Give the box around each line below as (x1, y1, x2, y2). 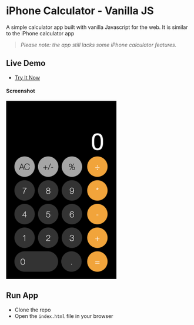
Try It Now (14, 74, 40, 81)
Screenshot (6, 87, 35, 95)
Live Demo (6, 58, 46, 68)
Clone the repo (14, 306, 51, 313)
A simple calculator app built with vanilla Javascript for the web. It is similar (6, 24, 188, 31)
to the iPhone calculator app (6, 29, 75, 37)
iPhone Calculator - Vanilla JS (6, 4, 154, 18)
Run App (6, 290, 39, 301)
